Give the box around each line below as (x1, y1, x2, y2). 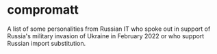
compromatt (7, 2, 79, 18)
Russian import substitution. (7, 39, 86, 47)
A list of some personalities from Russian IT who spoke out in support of (7, 25, 211, 33)
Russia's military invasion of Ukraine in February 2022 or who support (7, 31, 205, 40)
